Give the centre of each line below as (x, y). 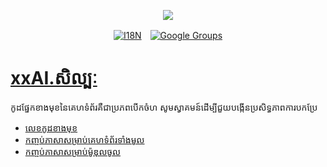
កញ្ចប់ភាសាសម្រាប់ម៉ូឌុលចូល (73, 151)
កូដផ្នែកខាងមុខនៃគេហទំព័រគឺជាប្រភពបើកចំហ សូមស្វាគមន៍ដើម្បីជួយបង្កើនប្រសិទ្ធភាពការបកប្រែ (164, 107)
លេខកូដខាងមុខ (51, 127)
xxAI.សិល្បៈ (54, 78)
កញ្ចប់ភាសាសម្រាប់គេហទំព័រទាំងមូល (84, 139)
